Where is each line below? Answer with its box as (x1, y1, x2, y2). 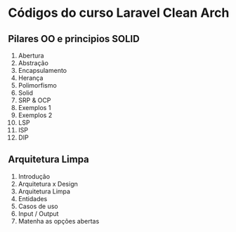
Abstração (18, 59, 48, 67)
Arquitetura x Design (18, 179, 78, 188)
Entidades (18, 194, 48, 203)
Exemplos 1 (18, 104, 51, 111)
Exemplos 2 (18, 111, 53, 119)
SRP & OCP (18, 96, 51, 104)
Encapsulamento (18, 67, 67, 74)
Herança (18, 74, 44, 82)
